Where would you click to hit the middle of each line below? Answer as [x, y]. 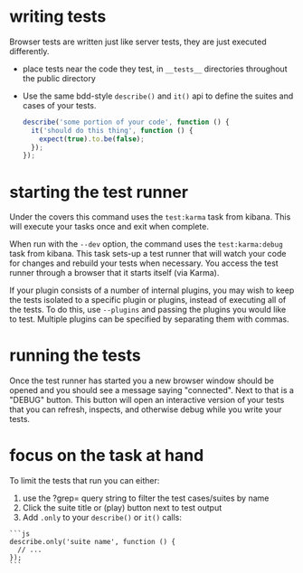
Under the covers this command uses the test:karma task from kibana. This [150, 217]
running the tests [76, 356]
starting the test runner [99, 192]
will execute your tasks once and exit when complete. [109, 227]
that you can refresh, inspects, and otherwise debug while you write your [146, 409]
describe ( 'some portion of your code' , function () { [126, 122]
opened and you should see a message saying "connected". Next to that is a [151, 390]
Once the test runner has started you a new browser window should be [142, 380]
